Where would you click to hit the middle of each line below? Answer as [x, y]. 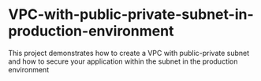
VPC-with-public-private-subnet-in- [131, 15]
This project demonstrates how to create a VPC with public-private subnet [129, 53]
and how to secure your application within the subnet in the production [123, 61]
